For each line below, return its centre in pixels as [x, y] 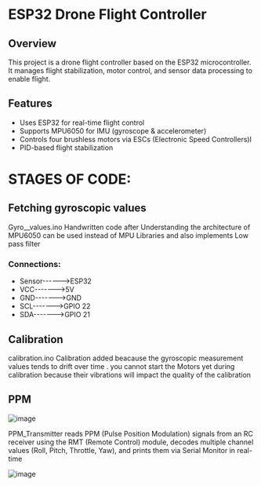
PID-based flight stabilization [66, 148]
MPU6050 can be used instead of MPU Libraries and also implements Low [129, 235]
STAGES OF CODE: [70, 179]
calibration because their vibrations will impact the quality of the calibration [130, 375]
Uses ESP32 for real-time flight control [82, 122]
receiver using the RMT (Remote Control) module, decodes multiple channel [131, 442]
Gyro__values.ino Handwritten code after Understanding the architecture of [129, 227]
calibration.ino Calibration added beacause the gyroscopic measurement [126, 358]
